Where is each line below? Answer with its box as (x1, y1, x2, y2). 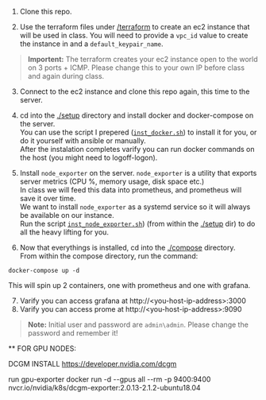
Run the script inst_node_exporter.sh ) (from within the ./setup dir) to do (19, 219, 256, 228)
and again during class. (27, 72, 105, 80)
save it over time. (19, 194, 76, 203)
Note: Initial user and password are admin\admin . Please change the (27, 320, 249, 329)
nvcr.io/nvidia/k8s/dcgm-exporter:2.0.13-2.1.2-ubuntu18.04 (8, 383, 201, 392)
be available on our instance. (19, 211, 115, 219)
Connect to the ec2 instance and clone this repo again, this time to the (19, 87, 250, 96)
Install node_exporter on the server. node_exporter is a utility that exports (19, 169, 257, 177)
